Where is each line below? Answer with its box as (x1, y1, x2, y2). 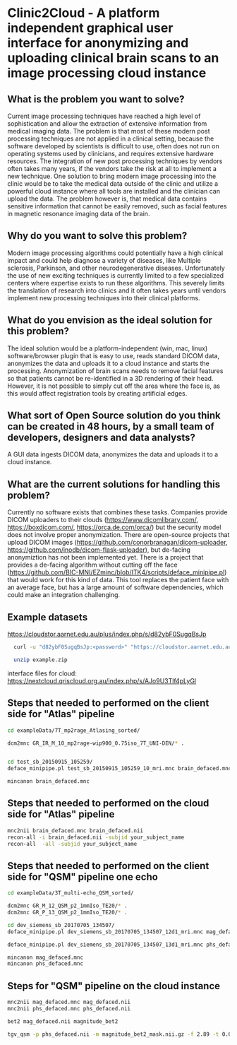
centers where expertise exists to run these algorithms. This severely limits (7, 278, 225, 287)
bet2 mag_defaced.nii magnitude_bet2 (7, 1017, 119, 1025)
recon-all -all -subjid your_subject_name (7, 840, 138, 847)
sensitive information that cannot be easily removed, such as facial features (7, 202, 227, 210)
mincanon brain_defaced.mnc (7, 778, 90, 785)
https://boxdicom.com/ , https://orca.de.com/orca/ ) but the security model (7, 523, 221, 531)
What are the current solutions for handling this (7, 478, 221, 490)
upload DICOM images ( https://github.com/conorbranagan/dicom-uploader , (7, 538, 228, 547)
